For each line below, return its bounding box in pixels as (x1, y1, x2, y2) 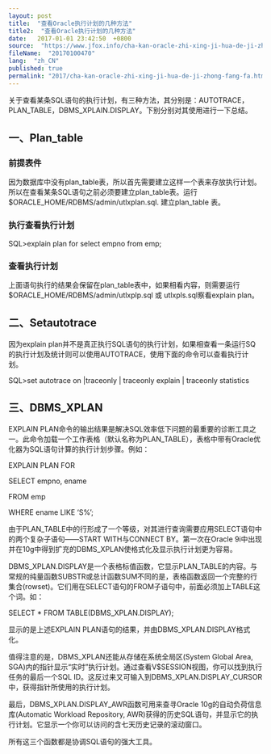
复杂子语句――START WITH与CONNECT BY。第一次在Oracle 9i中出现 (29, 534, 263, 544)
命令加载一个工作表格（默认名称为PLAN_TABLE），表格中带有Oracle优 (29, 434, 261, 444)
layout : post (8, 11, 52, 20)
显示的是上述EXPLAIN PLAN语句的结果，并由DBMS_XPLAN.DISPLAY (8, 624, 236, 634)
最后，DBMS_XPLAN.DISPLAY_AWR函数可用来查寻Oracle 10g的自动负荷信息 (8, 699, 262, 709)
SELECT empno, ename (8, 476, 87, 486)
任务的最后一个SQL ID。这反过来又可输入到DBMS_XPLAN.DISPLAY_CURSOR (8, 672, 263, 681)
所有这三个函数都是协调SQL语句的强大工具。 (8, 736, 157, 746)
